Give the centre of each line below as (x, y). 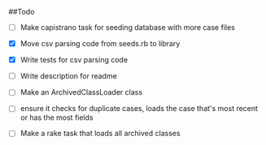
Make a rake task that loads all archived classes (100, 134)
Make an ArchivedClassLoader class (81, 92)
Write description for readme (69, 76)
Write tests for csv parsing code (74, 60)
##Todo (22, 12)
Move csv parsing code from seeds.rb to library (100, 44)
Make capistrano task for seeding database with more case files (128, 27)
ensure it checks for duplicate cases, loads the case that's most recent (139, 109)
